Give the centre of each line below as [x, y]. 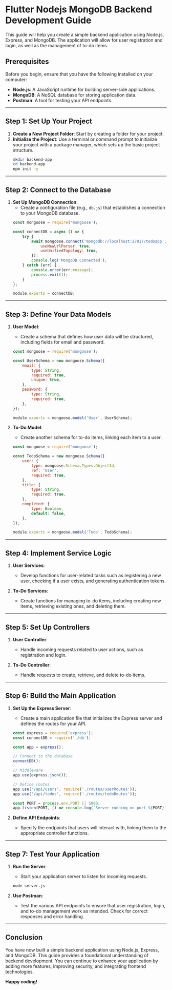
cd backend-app [29, 164]
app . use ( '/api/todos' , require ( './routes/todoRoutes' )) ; [75, 794]
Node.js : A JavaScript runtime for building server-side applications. [84, 89]
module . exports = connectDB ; [44, 294]
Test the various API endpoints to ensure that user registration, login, [93, 905]
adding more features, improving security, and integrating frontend [76, 966]
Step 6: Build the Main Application [61, 696]
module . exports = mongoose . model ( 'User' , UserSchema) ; [72, 418]
